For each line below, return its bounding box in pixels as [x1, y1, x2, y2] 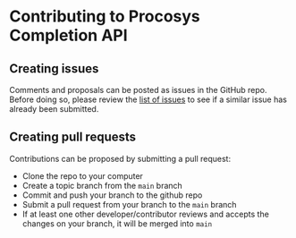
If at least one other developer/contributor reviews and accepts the [21, 208, 270, 219]
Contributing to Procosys [9, 6, 201, 27]
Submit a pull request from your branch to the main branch [21, 199, 237, 209]
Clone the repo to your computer [21, 170, 143, 181]
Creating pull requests [9, 130, 137, 145]
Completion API [9, 25, 128, 46]
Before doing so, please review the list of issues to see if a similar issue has [9, 94, 288, 105]
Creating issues [9, 61, 99, 76]
